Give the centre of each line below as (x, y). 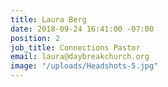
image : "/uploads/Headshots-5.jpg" (84, 66)
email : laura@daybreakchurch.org (80, 57)
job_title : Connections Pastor (75, 47)
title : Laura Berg (48, 19)
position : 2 (35, 38)
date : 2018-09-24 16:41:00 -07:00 (82, 29)
